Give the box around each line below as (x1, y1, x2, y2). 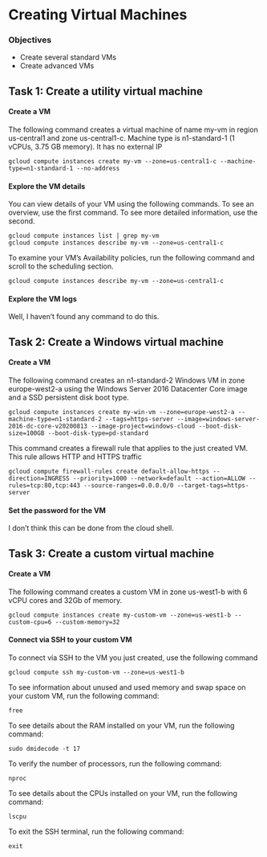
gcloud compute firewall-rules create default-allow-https (8, 468, 210, 476)
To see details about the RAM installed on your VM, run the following (8, 721, 235, 731)
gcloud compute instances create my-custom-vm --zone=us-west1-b (8, 611, 231, 619)
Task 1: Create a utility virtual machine (8, 84, 203, 98)
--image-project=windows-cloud (91, 422, 196, 431)
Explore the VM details (8, 181, 86, 191)
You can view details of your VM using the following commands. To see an (8, 199, 254, 209)
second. (8, 216, 35, 226)
